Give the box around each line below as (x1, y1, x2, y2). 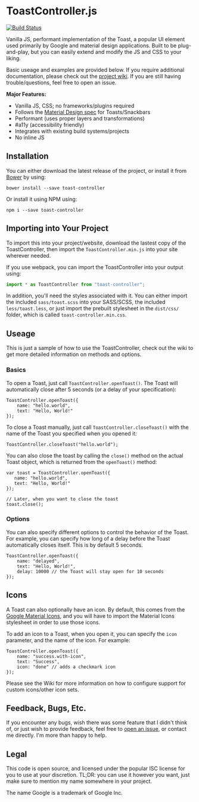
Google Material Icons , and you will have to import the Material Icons (6, 612, 175, 620)
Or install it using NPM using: (6, 196, 77, 203)
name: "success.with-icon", (17, 653, 86, 659)
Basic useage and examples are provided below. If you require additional (6, 66, 185, 73)
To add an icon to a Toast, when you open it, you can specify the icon (6, 630, 178, 638)
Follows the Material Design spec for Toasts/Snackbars (14, 108, 151, 115)
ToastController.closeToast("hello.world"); (6, 441, 119, 447)
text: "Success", (17, 658, 60, 664)
